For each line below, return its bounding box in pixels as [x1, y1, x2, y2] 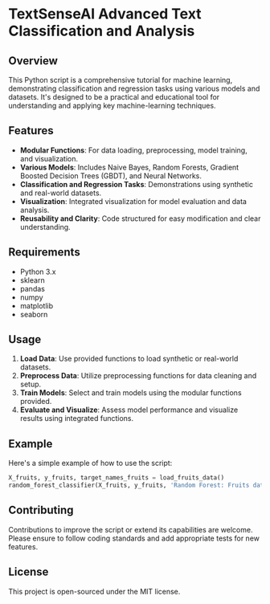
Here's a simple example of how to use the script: [8, 459, 173, 468]
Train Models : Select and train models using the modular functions [19, 388, 243, 398]
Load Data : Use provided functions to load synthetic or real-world [19, 354, 239, 364]
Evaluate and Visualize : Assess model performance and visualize [19, 405, 239, 414]
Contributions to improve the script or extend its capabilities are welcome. [8, 524, 253, 534]
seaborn [19, 309, 48, 319]
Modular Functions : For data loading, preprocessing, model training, [19, 145, 247, 155]
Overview [8, 54, 59, 67]
